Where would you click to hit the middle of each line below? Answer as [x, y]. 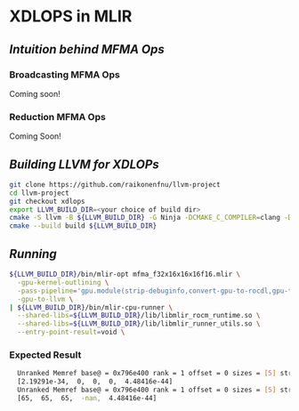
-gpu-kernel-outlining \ [63, 282]
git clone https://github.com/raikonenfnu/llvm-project [115, 184]
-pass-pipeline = [47, 291]
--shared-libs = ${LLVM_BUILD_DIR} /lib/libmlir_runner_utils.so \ [139, 324]
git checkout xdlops [48, 201]
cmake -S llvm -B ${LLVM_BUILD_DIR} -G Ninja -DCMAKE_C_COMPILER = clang [145, 218]
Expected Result [45, 355]
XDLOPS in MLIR [71, 16]
